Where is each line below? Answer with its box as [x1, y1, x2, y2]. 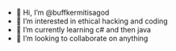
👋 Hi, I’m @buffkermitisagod [15, 8, 110, 17]
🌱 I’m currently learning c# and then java [15, 25, 152, 34]
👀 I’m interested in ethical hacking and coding [15, 16, 168, 26]
